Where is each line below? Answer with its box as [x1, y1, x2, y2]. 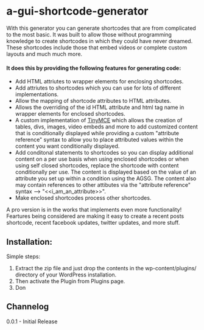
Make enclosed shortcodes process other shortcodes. [15, 194, 152, 202]
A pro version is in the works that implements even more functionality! [6, 206, 182, 214]
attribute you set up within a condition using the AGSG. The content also [15, 175, 197, 182]
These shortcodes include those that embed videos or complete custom [6, 44, 188, 51]
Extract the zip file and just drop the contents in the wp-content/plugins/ [15, 264, 197, 272]
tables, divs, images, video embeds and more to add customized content [15, 123, 198, 130]
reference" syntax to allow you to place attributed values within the [15, 136, 184, 144]
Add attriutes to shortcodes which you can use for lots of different [15, 84, 181, 92]
